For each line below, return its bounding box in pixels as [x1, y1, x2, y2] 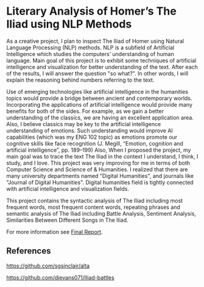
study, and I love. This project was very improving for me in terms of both [6, 159, 191, 166]
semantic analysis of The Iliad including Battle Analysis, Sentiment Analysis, [6, 210, 197, 217]
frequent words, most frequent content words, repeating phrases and [6, 203, 181, 211]
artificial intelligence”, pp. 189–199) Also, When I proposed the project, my [6, 146, 191, 154]
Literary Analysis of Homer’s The [6, 4, 177, 18]
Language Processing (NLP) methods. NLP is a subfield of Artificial [6, 44, 175, 51]
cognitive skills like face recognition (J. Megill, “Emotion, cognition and [6, 140, 184, 147]
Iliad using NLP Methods [6, 17, 132, 31]
